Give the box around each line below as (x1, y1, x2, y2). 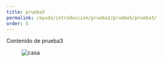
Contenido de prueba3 (6, 37, 63, 45)
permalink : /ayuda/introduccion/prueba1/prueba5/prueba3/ (6, 15, 157, 21)
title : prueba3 (6, 9, 45, 15)
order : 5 (6, 20, 29, 26)
